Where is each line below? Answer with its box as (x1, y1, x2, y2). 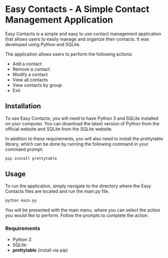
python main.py (5, 198, 37, 203)
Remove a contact (12, 66, 50, 72)
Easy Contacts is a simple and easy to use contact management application (5, 31, 161, 37)
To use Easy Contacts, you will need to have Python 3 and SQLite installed (5, 115, 159, 121)
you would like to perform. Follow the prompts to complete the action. (5, 212, 149, 218)
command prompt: (5, 146, 44, 152)
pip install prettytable (5, 156, 57, 161)
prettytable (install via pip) (12, 247, 68, 253)
